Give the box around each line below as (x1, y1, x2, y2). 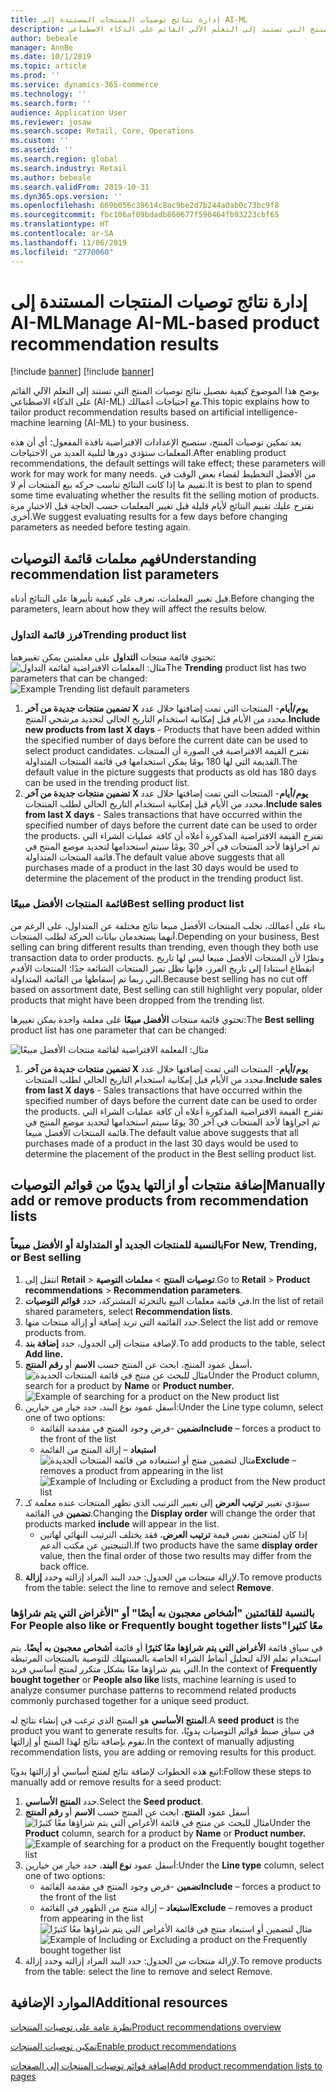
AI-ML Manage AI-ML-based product (10, 311, 320, 334)
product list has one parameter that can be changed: (10, 1024, 228, 1036)
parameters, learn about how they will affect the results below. (10, 603, 268, 615)
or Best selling (10, 1251, 82, 1265)
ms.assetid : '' (10, 145, 74, 155)
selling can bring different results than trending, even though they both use (10, 941, 319, 953)
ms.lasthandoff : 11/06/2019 (10, 237, 128, 248)
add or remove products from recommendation (10, 1192, 309, 1210)
